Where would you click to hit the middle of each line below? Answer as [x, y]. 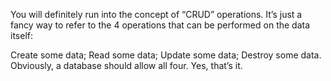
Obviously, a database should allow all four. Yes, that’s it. [126, 65]
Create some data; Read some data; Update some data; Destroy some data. [166, 55]
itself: [21, 35]
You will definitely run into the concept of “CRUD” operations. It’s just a [156, 14]
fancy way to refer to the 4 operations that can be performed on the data [160, 25]
